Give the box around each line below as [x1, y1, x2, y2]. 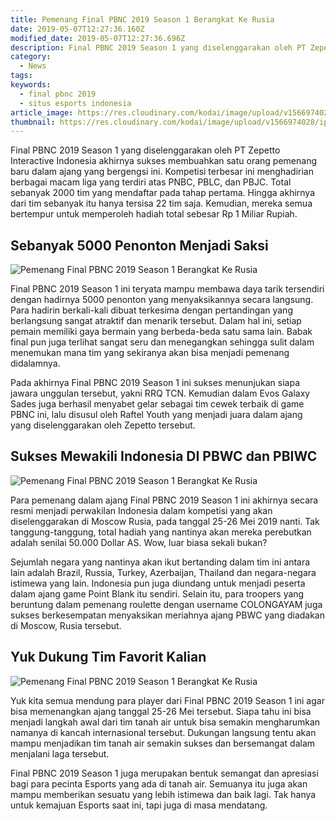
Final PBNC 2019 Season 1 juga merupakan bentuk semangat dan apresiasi [10, 767, 319, 779]
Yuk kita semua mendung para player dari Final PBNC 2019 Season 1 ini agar [10, 694, 325, 706]
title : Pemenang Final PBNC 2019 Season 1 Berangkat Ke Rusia [10, 14, 275, 25]
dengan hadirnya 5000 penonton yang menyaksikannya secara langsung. [10, 294, 314, 306]
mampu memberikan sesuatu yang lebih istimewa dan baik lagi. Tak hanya [10, 788, 317, 800]
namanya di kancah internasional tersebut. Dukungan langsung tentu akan [10, 726, 317, 738]
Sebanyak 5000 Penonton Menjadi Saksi [10, 237, 269, 254]
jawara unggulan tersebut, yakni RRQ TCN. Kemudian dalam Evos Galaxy [10, 387, 311, 400]
